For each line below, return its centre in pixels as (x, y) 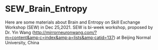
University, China (22, 42)
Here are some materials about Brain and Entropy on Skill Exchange (73, 22)
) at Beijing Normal (132, 37)
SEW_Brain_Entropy (46, 9)
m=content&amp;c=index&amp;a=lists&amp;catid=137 (60, 37)
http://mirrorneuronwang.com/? (65, 32)
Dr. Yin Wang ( (19, 32)
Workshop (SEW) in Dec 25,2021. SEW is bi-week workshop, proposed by (79, 27)
